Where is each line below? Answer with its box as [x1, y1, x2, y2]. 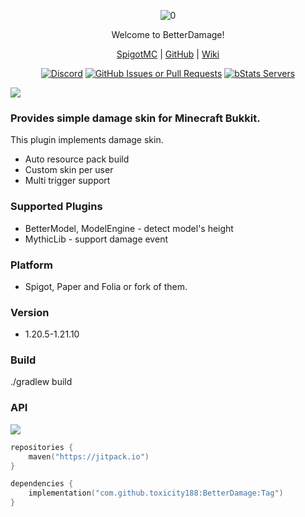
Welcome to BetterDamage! [111, 29, 225, 40]
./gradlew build [10, 376, 73, 388]
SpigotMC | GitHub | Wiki [116, 48, 220, 60]
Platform [10, 258, 53, 272]
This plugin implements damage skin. [10, 134, 164, 146]
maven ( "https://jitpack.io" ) [28, 451, 150, 462]
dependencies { [10, 479, 74, 489]
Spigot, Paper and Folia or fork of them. [24, 280, 188, 292]
